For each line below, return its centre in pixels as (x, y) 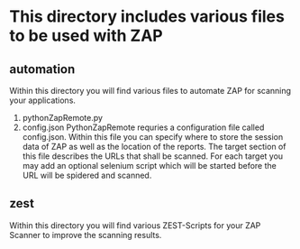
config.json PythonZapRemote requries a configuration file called (143, 127)
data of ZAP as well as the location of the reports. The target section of (154, 147)
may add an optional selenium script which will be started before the (149, 166)
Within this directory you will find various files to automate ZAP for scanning (150, 91)
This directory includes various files (147, 17)
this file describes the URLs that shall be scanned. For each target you (153, 156)
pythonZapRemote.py (63, 118)
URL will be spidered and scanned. (87, 175)
